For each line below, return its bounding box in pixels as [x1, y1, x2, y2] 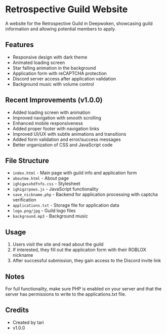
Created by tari [12, 319, 44, 325]
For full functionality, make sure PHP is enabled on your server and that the [5, 286, 162, 292]
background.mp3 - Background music [12, 213, 89, 219]
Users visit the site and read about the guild [12, 241, 104, 248]
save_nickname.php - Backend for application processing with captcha [12, 192, 158, 198]
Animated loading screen [12, 59, 65, 66]
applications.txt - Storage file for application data [12, 202, 120, 208]
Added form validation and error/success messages [12, 136, 121, 142]
